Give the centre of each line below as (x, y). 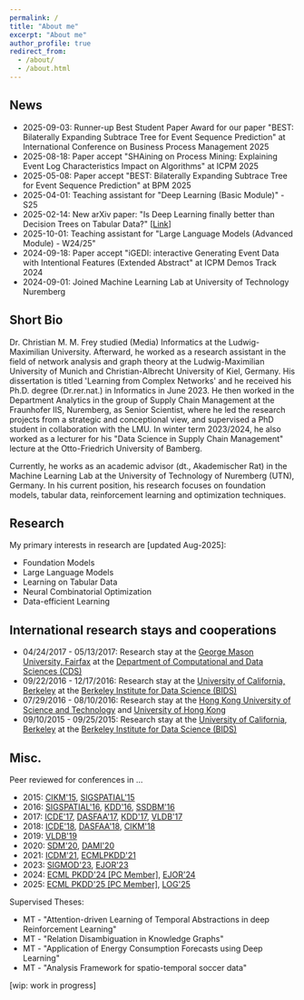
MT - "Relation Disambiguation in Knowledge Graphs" (123, 938)
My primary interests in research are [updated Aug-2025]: (118, 545)
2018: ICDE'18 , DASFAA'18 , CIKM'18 (89, 826)
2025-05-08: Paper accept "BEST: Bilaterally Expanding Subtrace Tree (155, 175)
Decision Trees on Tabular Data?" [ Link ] (97, 224)
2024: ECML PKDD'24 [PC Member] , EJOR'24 (109, 875)
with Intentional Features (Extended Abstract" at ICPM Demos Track (149, 262)
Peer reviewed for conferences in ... (76, 779)
